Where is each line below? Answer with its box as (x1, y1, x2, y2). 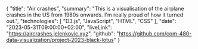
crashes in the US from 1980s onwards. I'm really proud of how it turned (6, 11, 184, 18)
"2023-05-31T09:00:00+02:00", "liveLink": (6, 24, 112, 31)
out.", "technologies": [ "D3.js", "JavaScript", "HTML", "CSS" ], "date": (6, 18, 177, 24)
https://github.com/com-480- (119, 30, 192, 37)
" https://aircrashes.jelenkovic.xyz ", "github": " (6, 30, 119, 37)
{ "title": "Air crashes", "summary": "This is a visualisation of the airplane (6, 5, 184, 12)
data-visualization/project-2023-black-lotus (6, 37, 115, 43)
